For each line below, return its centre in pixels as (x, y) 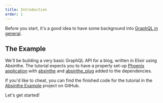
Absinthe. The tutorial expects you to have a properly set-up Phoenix (75, 66)
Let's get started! (23, 95)
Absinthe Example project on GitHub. (42, 86)
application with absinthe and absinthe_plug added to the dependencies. (79, 71)
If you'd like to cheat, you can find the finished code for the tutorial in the (79, 80)
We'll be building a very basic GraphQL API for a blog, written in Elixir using (81, 61)
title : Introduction (26, 10)
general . (14, 33)
